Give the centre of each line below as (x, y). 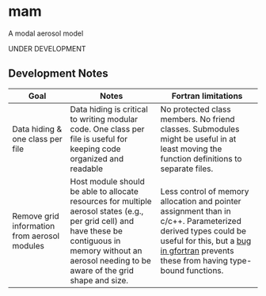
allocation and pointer (201, 201)
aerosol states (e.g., (107, 211)
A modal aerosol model (46, 33)
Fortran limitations (207, 96)
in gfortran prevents (197, 250)
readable (87, 169)
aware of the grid (102, 270)
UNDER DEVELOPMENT (47, 48)
